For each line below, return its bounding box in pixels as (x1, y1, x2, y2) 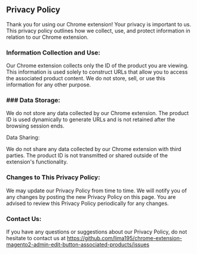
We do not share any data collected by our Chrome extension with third (6, 146, 181, 153)
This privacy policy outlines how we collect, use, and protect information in (6, 27, 190, 34)
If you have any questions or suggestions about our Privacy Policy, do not (6, 228, 187, 235)
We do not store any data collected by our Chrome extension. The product (6, 110, 189, 117)
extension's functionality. (6, 158, 68, 165)
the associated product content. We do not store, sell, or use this (6, 75, 165, 82)
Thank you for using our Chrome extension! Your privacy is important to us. (6, 20, 192, 28)
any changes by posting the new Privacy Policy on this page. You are (6, 193, 176, 200)
